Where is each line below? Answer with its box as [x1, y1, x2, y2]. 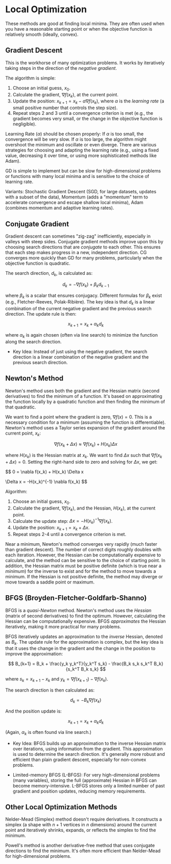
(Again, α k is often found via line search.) [5, 729, 92, 736]
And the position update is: [5, 708, 62, 714]
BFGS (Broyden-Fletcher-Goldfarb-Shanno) [5, 594, 147, 602]
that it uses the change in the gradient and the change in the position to [5, 645, 156, 651]
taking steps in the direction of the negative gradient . [5, 65, 117, 71]
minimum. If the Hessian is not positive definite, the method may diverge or [5, 573, 163, 579]
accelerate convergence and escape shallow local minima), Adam [5, 199, 144, 206]
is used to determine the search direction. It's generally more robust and [12, 751, 165, 757]
